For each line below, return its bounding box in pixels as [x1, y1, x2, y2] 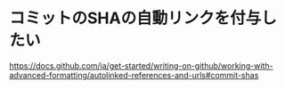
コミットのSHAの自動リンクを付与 [9, 8, 262, 28]
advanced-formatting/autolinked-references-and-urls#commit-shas [9, 69, 259, 80]
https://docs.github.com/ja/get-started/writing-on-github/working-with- [9, 60, 273, 71]
